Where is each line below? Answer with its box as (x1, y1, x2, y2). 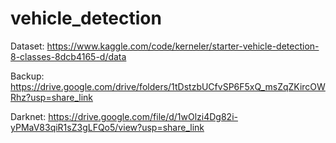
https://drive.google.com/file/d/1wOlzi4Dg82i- (48, 110, 238, 122)
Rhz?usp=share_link (10, 91, 94, 103)
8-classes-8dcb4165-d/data (10, 50, 127, 62)
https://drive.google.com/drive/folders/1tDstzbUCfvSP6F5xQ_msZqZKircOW (10, 80, 326, 92)
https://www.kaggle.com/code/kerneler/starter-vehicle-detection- (46, 40, 320, 52)
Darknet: (10, 110, 47, 122)
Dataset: (10, 40, 45, 52)
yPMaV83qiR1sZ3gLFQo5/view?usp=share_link (10, 121, 205, 133)
